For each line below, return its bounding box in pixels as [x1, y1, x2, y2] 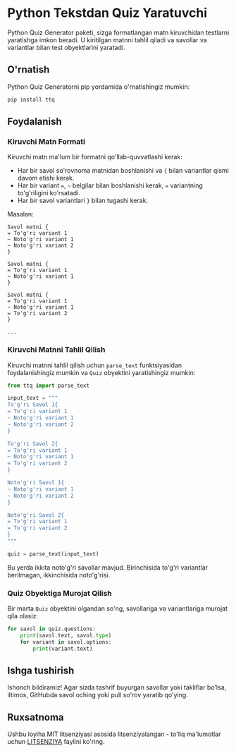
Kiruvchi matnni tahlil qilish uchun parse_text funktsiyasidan [7, 361, 182, 369]
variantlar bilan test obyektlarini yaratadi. [7, 43, 125, 51]
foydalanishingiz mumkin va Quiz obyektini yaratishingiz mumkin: [7, 368, 196, 376]
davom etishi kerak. [17, 174, 75, 183]
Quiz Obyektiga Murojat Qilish [7, 588, 112, 598]
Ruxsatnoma [7, 711, 64, 723]
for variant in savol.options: [20, 638, 112, 646]
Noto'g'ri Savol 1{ [7, 479, 65, 486]
